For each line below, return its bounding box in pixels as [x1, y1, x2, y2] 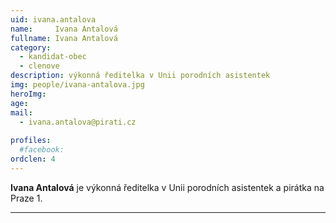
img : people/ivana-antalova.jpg [10, 80, 145, 90]
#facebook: [19, 145, 65, 155]
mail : [10, 107, 33, 118]
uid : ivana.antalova [10, 14, 97, 25]
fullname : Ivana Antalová [10, 33, 118, 43]
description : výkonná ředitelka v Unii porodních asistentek [10, 71, 271, 81]
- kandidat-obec [19, 52, 87, 62]
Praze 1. [10, 192, 43, 204]
